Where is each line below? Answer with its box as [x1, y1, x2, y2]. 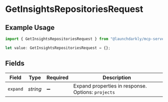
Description [102, 74, 131, 81]
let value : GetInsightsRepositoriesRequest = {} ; [5, 45, 111, 50]
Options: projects [73, 89, 115, 96]
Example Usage [5, 23, 55, 32]
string [28, 86, 42, 93]
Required [46, 74, 69, 81]
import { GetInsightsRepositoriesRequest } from [5, 36, 108, 41]
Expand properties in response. [73, 82, 147, 89]
